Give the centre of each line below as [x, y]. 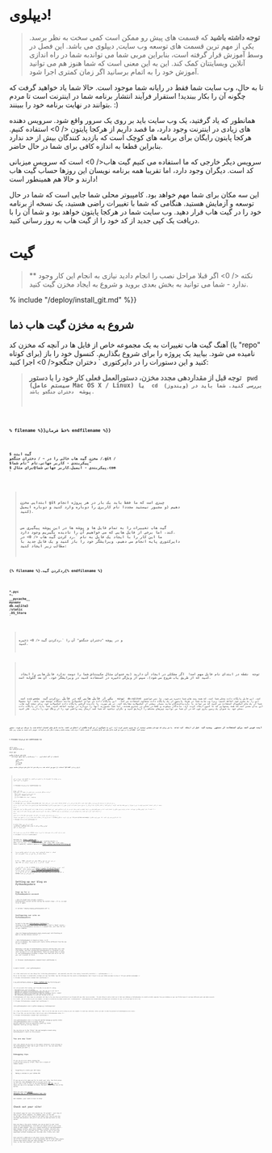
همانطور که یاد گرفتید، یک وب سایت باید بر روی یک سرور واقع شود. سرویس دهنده [132, 120]
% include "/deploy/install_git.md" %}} [73, 299]
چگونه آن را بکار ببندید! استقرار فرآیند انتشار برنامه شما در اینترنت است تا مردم [128, 95]
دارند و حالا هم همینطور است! [53, 179]
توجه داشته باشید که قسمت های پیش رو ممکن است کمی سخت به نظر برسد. [144, 37]
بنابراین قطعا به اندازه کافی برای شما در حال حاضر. [86, 146]
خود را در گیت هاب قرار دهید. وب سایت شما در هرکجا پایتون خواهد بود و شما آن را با [135, 211]
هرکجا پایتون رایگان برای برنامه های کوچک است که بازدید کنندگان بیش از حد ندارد [131, 137]
